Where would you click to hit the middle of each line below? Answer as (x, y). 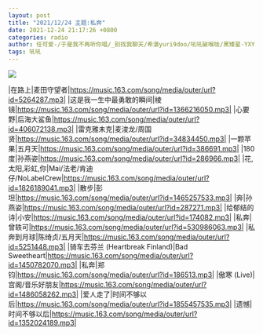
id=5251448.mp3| (37, 247)
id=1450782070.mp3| (43, 265)
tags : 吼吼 (25, 52)
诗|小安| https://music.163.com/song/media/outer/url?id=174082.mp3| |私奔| (130, 217)
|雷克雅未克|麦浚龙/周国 (113, 129)
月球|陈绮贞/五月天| (53, 237)
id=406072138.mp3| (41, 129)
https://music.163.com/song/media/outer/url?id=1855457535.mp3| (124, 304)
